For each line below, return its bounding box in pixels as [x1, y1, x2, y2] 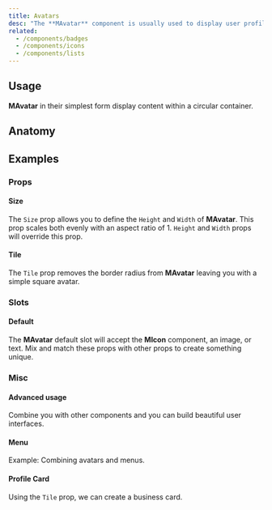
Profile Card [8, 474, 50, 483]
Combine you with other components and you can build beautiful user [8, 410, 241, 420]
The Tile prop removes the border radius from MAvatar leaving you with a [8, 268, 257, 278]
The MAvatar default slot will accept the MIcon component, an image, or [8, 335, 252, 345]
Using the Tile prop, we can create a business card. [8, 491, 183, 502]
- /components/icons [15, 42, 85, 50]
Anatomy [8, 125, 56, 138]
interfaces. [8, 419, 45, 429]
